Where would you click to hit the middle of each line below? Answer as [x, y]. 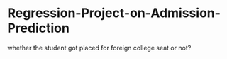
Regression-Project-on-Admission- [114, 13]
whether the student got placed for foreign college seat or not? [99, 48]
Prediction [38, 28]
